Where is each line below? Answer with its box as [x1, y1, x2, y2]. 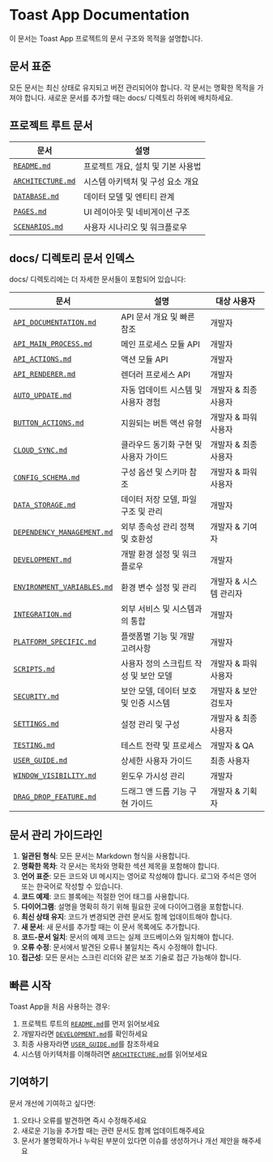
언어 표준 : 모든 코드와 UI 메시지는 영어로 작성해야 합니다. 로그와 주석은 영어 [20, 872, 258, 881]
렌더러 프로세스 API [121, 369, 191, 380]
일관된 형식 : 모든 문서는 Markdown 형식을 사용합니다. [20, 851, 190, 861]
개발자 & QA [210, 740, 254, 752]
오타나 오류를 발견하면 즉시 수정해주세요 [20, 1115, 147, 1125]
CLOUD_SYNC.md [13, 446, 68, 455]
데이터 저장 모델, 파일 [121, 494, 198, 505]
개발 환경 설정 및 [121, 549, 181, 560]
